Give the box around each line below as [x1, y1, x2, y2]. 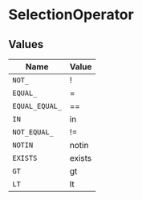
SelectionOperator [8, 6, 134, 24]
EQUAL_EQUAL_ [12, 102, 63, 110]
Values [8, 38, 44, 51]
